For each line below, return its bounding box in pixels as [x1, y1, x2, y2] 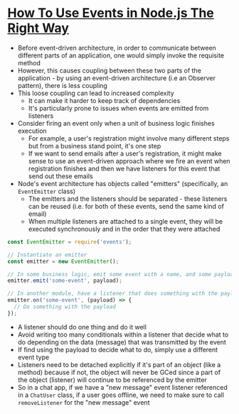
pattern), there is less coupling [17, 81, 108, 89]
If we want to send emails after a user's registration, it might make [28, 149, 222, 158]
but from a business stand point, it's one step [28, 141, 161, 150]
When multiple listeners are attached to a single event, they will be [28, 217, 223, 225]
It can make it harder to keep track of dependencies [28, 96, 181, 104]
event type [17, 353, 50, 361]
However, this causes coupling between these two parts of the [17, 66, 201, 75]
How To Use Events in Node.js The [7, 5, 215, 21]
